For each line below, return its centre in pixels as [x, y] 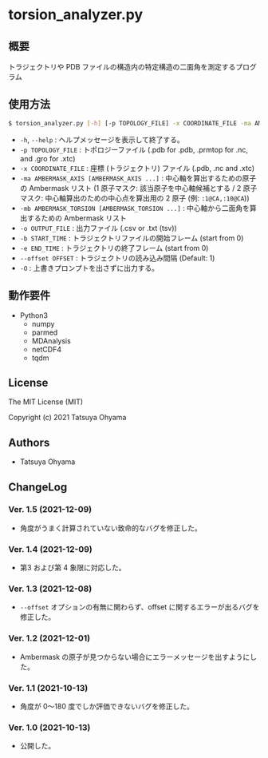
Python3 [33, 315]
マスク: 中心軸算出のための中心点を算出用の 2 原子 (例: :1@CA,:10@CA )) [134, 198]
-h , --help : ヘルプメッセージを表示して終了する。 [102, 139]
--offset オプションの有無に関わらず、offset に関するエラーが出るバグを [140, 607]
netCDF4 [47, 349]
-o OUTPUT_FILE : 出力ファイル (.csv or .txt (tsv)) [98, 228]
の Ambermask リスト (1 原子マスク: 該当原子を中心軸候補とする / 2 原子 [138, 188]
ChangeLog [38, 487]
